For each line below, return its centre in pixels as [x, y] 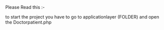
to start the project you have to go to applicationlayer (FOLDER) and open [82, 17]
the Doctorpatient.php [29, 22]
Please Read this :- [25, 7]
